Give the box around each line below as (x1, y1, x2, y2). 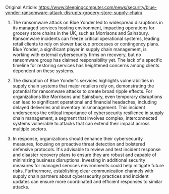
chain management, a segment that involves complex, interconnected (12, 115, 157, 121)
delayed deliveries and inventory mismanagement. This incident (12, 105, 145, 110)
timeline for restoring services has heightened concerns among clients (12, 63, 160, 68)
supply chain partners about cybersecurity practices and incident (12, 173, 149, 179)
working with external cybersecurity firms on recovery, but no (12, 52, 141, 58)
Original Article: (5, 5, 38, 10)
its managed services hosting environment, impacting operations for (12, 25, 155, 31)
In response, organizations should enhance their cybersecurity (12, 136, 143, 141)
